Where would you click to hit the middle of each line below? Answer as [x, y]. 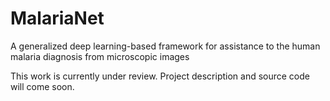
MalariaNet [57, 18]
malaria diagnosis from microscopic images [100, 56]
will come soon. [42, 86]
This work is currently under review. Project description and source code [160, 76]
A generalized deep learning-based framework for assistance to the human [165, 46]
